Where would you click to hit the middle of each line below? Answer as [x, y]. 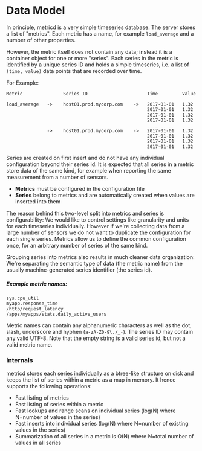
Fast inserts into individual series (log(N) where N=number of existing [102, 424]
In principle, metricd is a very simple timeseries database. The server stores [101, 27]
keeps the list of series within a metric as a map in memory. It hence [91, 380]
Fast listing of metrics [42, 398]
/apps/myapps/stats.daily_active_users [57, 314]
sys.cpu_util [23, 298]
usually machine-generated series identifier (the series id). [79, 270]
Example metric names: [37, 284]
